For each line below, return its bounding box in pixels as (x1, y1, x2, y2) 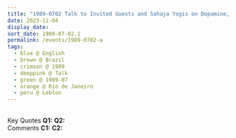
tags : (7, 43, 23, 50)
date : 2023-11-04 (7, 17, 59, 24)
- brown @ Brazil (13, 57, 65, 64)
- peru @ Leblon (13, 89, 62, 96)
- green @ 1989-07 (13, 76, 69, 84)
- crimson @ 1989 (13, 63, 65, 70)
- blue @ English (13, 50, 65, 57)
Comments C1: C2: (7, 124, 63, 132)
